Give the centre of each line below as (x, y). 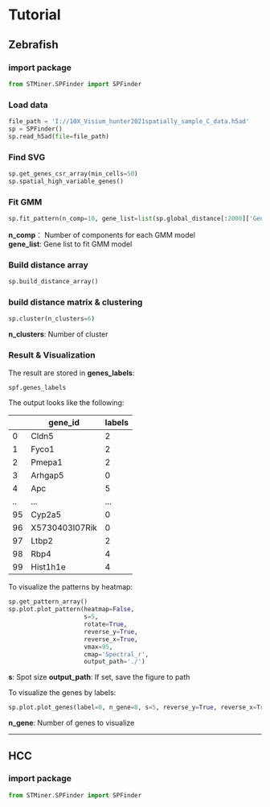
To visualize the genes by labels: (62, 693)
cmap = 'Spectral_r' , (117, 654)
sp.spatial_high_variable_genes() (66, 181)
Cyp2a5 (46, 515)
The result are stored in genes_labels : (72, 373)
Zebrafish (33, 45)
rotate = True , (106, 625)
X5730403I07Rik (64, 528)
